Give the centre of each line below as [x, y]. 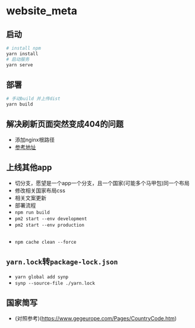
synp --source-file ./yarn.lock [55, 283]
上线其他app [29, 168]
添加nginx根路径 [34, 139]
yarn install [22, 54]
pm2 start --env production [49, 225]
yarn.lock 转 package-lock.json [62, 262]
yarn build [20, 104]
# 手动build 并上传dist [33, 99]
